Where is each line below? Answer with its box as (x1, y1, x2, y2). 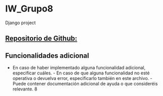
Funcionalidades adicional (5, 51, 90, 60)
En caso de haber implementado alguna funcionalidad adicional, (12, 65, 146, 71)
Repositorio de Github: (5, 34, 77, 43)
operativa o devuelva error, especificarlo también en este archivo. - (12, 75, 152, 81)
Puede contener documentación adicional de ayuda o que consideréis (12, 81, 158, 87)
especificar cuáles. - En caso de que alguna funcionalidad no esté (12, 70, 150, 76)
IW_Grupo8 (5, 3, 54, 15)
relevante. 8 (12, 86, 38, 92)
